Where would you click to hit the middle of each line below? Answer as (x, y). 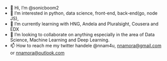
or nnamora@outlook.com (37, 53)
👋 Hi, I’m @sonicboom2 (34, 8)
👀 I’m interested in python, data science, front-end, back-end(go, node (84, 13)
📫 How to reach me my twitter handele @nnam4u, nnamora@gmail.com (86, 46)
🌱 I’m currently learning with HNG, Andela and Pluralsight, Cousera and (84, 24)
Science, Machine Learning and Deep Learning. (60, 40)
